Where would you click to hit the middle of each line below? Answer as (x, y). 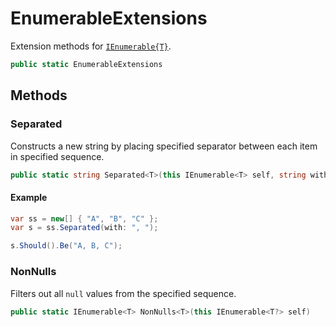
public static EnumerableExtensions (86, 64)
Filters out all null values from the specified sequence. (123, 293)
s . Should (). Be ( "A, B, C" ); (66, 246)
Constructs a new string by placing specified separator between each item (164, 146)
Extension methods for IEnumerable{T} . (91, 46)
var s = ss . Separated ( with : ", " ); (84, 228)
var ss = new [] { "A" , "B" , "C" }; (84, 218)
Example (29, 197)
